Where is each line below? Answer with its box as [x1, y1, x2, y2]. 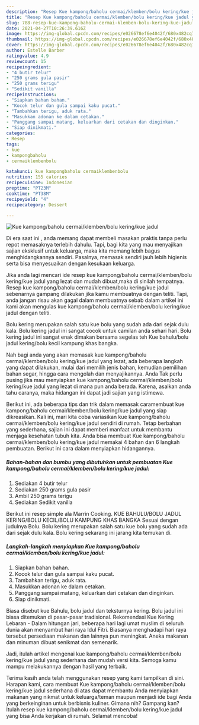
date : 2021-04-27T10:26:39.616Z [6, 25, 86, 31]
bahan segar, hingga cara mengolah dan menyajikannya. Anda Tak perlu [6, 370, 182, 377]
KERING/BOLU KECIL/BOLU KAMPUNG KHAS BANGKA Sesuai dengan [6, 516, 179, 524]
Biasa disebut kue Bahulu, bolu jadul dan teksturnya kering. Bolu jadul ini [6, 607, 183, 614]
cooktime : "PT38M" [6, 191, 52, 197]
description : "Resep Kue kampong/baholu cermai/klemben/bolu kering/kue [6, 8, 190, 15]
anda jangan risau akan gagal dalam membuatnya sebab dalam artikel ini [6, 297, 184, 304]
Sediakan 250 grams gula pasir [14, 486, 91, 493]
